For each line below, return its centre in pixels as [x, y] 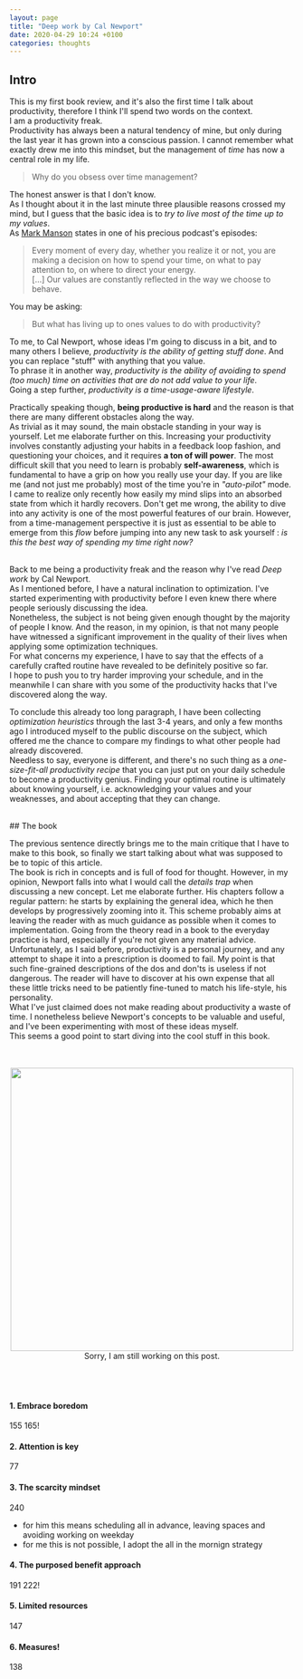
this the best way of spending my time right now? [101, 542]
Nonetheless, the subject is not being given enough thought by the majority [150, 618]
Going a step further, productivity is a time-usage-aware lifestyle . [132, 390]
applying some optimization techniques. [84, 647]
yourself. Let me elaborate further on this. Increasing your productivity [140, 437]
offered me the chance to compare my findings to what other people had [145, 741]
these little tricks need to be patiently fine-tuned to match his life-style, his [148, 988]
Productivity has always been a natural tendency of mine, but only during [146, 130]
